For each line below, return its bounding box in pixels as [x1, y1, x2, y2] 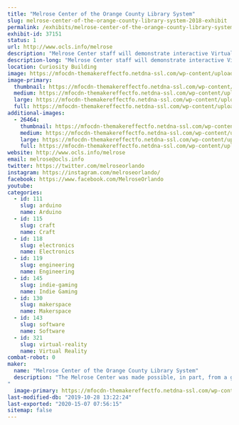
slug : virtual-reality [20, 340, 87, 348]
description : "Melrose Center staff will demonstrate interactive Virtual [7, 50, 234, 58]
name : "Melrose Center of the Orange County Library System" [14, 367, 199, 375]
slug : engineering [20, 262, 75, 269]
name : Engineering [20, 268, 75, 275]
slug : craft [20, 222, 55, 229]
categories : [7, 189, 43, 196]
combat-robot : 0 [7, 354, 55, 361]
